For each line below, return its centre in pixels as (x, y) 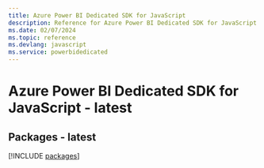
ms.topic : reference (42, 37)
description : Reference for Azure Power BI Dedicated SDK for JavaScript (133, 23)
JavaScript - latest (70, 108)
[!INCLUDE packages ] (44, 156)
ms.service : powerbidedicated (58, 52)
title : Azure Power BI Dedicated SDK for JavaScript (97, 15)
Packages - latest (52, 137)
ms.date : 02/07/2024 (42, 30)
